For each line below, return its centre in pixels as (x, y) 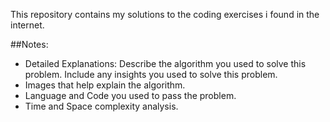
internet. (27, 25)
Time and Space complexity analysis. (101, 106)
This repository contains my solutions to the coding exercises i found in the (165, 14)
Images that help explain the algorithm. (105, 85)
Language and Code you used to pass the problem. (130, 95)
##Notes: (29, 44)
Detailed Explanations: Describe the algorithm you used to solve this (165, 63)
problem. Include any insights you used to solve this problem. (151, 74)
